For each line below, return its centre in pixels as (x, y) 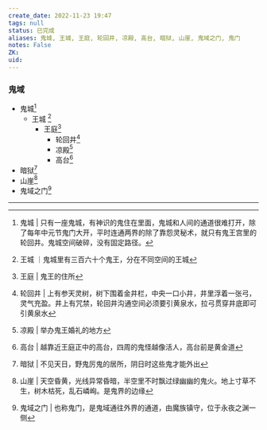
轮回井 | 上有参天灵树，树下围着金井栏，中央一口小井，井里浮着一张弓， (138, 293)
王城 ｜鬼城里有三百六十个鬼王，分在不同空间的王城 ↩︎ (108, 260)
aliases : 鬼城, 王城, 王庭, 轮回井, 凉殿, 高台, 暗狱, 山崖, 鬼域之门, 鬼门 (124, 38)
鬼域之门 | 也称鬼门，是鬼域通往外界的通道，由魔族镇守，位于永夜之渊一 (138, 408)
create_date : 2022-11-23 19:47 (60, 16)
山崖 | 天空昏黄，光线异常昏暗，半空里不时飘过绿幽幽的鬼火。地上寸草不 (138, 381)
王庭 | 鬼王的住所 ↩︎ (51, 276)
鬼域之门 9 (36, 190)
